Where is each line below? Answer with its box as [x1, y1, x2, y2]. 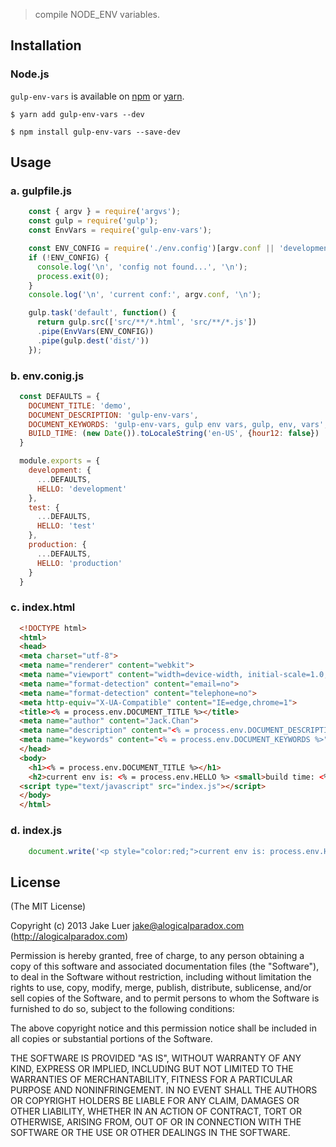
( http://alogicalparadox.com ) [10, 930, 129, 943]
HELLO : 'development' [36, 484, 128, 494]
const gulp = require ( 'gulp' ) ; [28, 216, 159, 226]
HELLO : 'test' [36, 521, 97, 531]
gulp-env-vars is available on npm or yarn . [10, 90, 185, 102]
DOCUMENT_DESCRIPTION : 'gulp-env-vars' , [28, 410, 199, 420]
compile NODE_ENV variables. [34, 9, 160, 20]
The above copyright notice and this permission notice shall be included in [10, 1022, 317, 1034]
